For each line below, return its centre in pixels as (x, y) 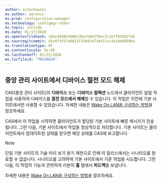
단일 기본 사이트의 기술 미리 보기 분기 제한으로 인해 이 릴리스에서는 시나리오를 (78, 153)
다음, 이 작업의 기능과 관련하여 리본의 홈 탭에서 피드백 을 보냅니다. (66, 165)
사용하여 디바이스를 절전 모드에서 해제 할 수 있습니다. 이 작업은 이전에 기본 (83, 99)
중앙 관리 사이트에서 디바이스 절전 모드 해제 (65, 80)
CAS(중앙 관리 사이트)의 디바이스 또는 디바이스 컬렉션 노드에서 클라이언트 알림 (79, 93)
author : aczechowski (26, 9)
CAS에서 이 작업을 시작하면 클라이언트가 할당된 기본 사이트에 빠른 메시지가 (75, 121)
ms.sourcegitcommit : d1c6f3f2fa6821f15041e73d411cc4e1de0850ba (70, 41)
